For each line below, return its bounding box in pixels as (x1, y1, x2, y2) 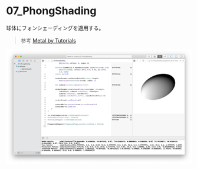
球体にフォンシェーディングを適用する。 (6, 24, 104, 31)
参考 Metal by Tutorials (20, 37, 77, 44)
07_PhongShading (6, 4, 97, 18)
